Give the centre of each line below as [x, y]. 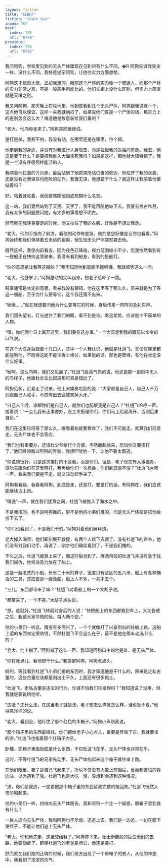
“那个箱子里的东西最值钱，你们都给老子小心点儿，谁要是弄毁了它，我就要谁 [82, 732]
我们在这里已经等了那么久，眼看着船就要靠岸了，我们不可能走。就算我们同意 [83, 428]
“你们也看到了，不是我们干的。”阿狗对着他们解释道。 [58, 528]
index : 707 [16, 24]
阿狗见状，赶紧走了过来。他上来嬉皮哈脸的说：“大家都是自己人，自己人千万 [82, 388]
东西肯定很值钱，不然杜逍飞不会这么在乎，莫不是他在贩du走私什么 [85, 633]
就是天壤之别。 [20, 95]
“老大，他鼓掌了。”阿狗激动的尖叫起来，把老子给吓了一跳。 [64, 277]
